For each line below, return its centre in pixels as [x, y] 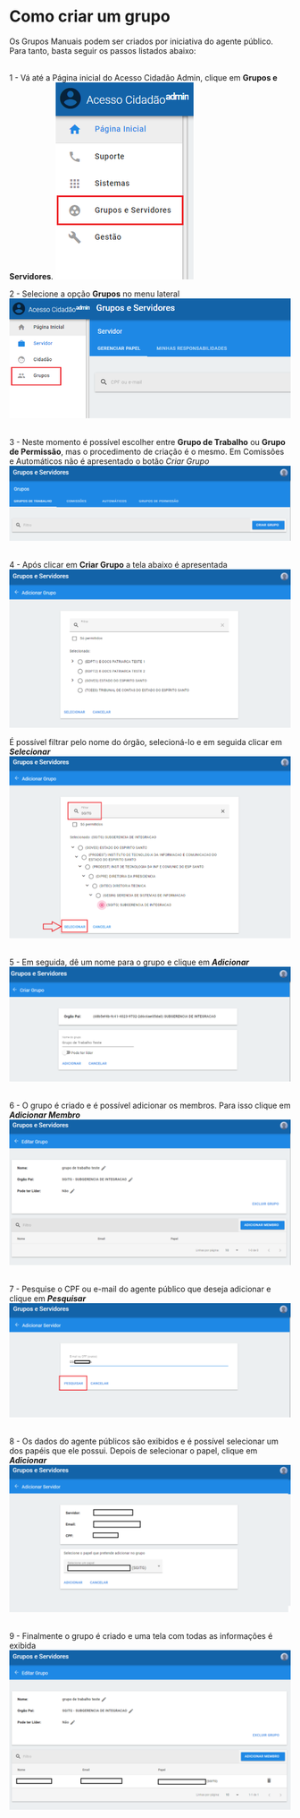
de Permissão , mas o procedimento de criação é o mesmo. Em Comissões [147, 452]
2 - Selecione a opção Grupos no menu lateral [95, 294]
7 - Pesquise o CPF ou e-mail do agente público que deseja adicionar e [140, 1289]
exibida [23, 1645]
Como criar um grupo [90, 17]
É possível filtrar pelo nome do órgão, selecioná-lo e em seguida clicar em [146, 742]
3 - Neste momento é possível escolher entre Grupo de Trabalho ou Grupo [147, 442]
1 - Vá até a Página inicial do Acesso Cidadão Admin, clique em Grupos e [144, 77]
